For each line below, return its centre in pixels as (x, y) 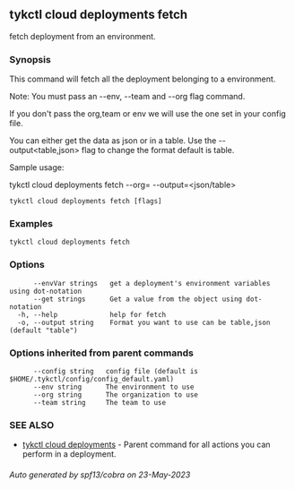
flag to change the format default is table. (158, 150)
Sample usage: (37, 167)
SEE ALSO (32, 425)
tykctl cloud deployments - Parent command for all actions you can (146, 445)
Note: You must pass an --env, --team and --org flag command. (127, 97)
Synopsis (30, 59)
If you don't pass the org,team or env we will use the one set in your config (148, 114)
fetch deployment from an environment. (82, 36)
